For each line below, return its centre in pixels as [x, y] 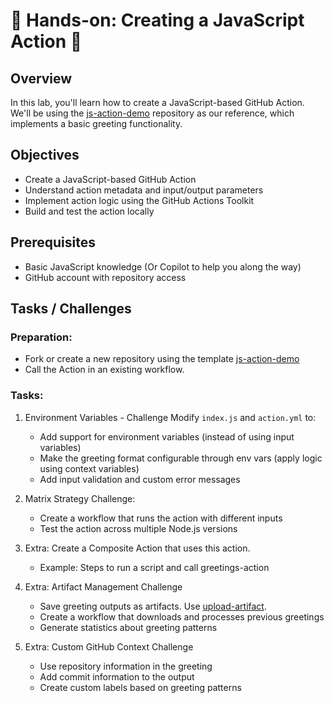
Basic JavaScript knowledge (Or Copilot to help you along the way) [163, 266]
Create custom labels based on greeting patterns [140, 687]
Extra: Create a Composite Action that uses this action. [137, 548]
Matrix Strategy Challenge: [80, 498]
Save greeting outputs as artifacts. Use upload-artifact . [153, 606]
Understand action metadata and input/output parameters [144, 190]
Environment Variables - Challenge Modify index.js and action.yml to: [170, 417]
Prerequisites [53, 242]
